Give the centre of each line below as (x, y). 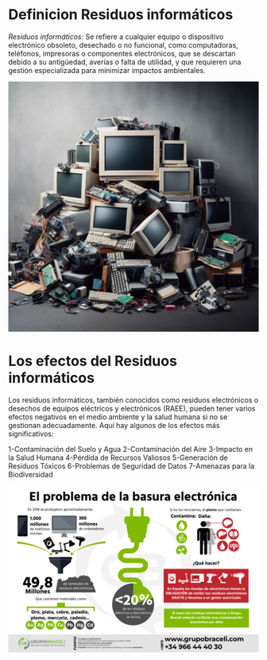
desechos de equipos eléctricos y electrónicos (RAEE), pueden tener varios (132, 408)
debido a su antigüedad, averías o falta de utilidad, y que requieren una (125, 62)
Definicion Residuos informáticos (121, 15)
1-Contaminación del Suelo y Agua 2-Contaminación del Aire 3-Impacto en (131, 449)
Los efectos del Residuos (93, 361)
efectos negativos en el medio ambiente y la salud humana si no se (118, 417)
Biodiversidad (31, 474)
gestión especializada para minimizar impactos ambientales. (107, 70)
